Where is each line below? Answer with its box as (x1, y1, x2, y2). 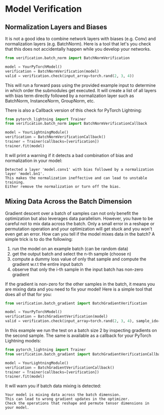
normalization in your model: (5, 158, 62, 163)
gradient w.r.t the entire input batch (12, 261, 83, 267)
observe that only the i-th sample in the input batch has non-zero (12, 266, 143, 272)
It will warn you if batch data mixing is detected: (5, 383, 102, 389)
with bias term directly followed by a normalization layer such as (5, 93, 134, 99)
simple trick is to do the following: (5, 236, 73, 242)
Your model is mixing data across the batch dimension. (5, 393, 121, 397)
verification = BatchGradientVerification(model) (5, 314, 108, 319)
